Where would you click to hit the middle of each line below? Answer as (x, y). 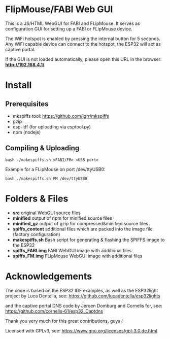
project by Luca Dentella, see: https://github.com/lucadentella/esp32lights (83, 296)
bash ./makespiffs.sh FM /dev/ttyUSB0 (46, 179)
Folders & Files (37, 198)
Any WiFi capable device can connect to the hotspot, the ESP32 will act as (83, 44)
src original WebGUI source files (46, 213)
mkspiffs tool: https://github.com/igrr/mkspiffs (61, 116)
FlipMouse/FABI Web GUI (59, 9)
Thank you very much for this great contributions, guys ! (64, 321)
